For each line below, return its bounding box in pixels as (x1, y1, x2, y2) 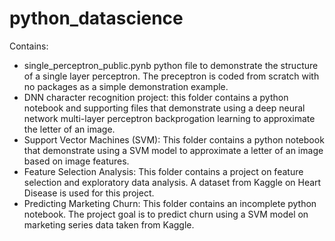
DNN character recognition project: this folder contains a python (23, 91, 289, 103)
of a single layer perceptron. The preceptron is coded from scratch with (23, 70, 320, 82)
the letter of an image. (23, 123, 116, 135)
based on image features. (23, 155, 130, 167)
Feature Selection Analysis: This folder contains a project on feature (23, 165, 304, 177)
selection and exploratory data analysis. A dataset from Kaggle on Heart (23, 176, 322, 188)
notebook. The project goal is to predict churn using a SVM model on (23, 208, 309, 220)
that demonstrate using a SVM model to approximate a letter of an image (23, 144, 324, 156)
